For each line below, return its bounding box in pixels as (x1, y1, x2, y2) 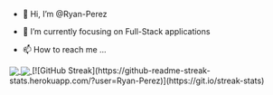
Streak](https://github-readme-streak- (67, 65, 211, 76)
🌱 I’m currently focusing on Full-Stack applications (22, 26, 211, 36)
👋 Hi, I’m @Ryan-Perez (22, 9, 108, 19)
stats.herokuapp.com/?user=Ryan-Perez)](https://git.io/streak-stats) (9, 75, 265, 86)
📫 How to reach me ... (22, 44, 107, 54)
